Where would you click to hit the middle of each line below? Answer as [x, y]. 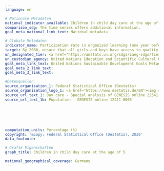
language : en [18, 10]
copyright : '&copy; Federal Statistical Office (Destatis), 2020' [74, 134]
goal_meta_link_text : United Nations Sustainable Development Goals [76, 64]
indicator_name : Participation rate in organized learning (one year [77, 45]
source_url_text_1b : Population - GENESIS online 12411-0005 [69, 100]
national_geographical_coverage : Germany [48, 161]
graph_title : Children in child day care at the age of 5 [65, 152]
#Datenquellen [20, 82]
